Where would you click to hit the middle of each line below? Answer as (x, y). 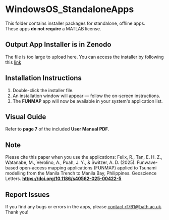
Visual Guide (26, 117)
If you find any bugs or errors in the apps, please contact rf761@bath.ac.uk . (84, 207)
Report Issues (27, 194)
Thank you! (17, 212)
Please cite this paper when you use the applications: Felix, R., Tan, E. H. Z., (84, 157)
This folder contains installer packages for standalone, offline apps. (75, 23)
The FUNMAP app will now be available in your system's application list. (88, 101)
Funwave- (147, 162)
